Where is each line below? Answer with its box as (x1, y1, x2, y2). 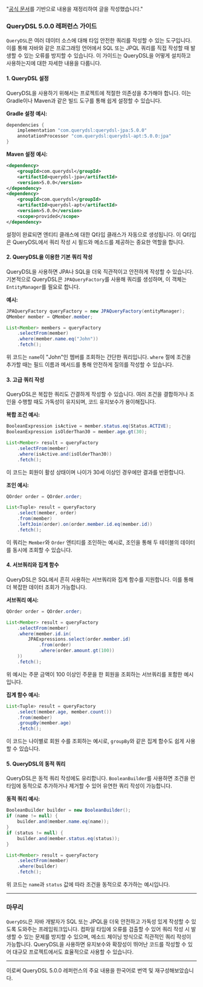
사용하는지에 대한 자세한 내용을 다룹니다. (6, 59, 101, 67)
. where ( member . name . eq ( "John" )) (17, 336, 98, 342)
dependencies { (6, 122, 45, 128)
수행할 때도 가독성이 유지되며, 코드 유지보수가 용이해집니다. (17, 398, 156, 405)
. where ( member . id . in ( (17, 630, 71, 637)
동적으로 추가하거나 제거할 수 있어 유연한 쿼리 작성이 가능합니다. (22, 782, 172, 790)
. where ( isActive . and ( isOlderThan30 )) (17, 451, 112, 457)
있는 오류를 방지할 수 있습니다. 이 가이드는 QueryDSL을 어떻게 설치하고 (24, 52, 192, 59)
